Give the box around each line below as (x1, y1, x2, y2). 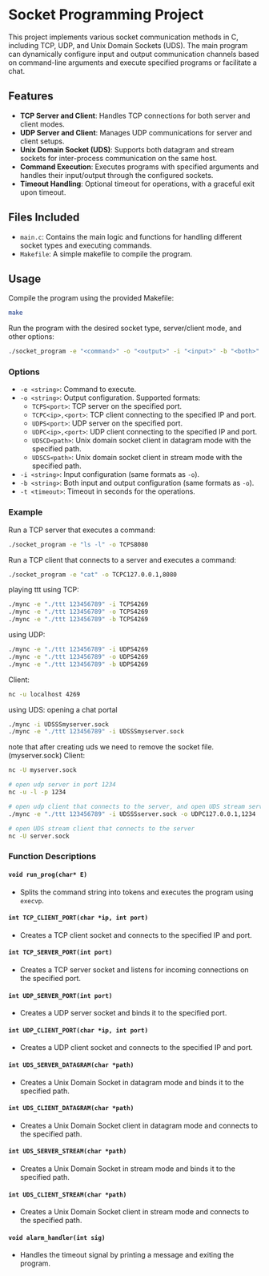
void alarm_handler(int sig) (8, 1234, 106, 1242)
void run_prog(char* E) (8, 870, 88, 878)
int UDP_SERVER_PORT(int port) (8, 991, 113, 999)
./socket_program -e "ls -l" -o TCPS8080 (8, 540, 149, 548)
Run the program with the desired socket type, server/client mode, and (8, 323, 242, 333)
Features (8, 90, 54, 103)
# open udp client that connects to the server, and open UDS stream (8, 802, 246, 810)
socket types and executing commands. (19, 240, 152, 250)
